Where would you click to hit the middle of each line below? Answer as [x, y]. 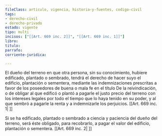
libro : [12, 41]
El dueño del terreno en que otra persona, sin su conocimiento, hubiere [76, 73]
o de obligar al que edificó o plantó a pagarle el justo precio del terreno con [81, 93]
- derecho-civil [21, 18]
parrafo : [14, 50]
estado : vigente [21, 28]
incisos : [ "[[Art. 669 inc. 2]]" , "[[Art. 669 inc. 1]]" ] [65, 37]
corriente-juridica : [26, 55]
